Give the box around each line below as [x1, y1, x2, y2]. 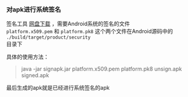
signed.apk [21, 72, 50, 79]
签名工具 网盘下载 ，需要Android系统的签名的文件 [6, 20, 130, 28]
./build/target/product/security [6, 34, 91, 40]
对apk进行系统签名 [6, 5, 61, 13]
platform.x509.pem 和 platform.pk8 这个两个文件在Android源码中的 [6, 28, 173, 35]
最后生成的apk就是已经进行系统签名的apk [6, 84, 110, 92]
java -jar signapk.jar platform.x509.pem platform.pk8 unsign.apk [21, 65, 182, 73]
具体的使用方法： [6, 53, 49, 61]
